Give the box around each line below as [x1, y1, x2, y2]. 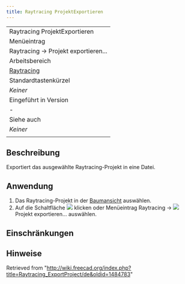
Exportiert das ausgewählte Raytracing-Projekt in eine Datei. [6, 164, 156, 171]
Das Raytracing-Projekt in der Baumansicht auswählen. [14, 197, 152, 205]
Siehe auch [9, 115, 41, 123]
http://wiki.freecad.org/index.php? [46, 264, 132, 271]
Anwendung [6, 181, 53, 191]
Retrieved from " [6, 264, 47, 271]
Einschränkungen [6, 228, 74, 238]
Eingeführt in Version [9, 96, 69, 104]
